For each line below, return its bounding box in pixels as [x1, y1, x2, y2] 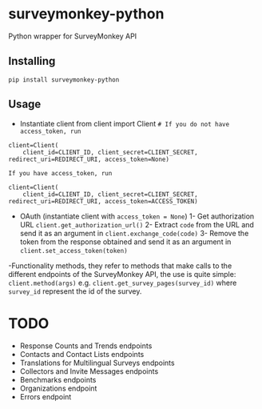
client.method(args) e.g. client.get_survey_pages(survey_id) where [8, 278, 237, 287]
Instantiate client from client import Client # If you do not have [19, 118, 230, 128]
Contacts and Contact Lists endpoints [19, 349, 145, 359]
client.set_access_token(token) [19, 247, 128, 255]
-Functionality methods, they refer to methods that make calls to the [8, 261, 232, 271]
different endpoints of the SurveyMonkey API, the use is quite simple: [8, 269, 236, 279]
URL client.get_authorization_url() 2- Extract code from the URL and [19, 219, 254, 229]
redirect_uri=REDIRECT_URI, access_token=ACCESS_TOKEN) [8, 197, 198, 205]
